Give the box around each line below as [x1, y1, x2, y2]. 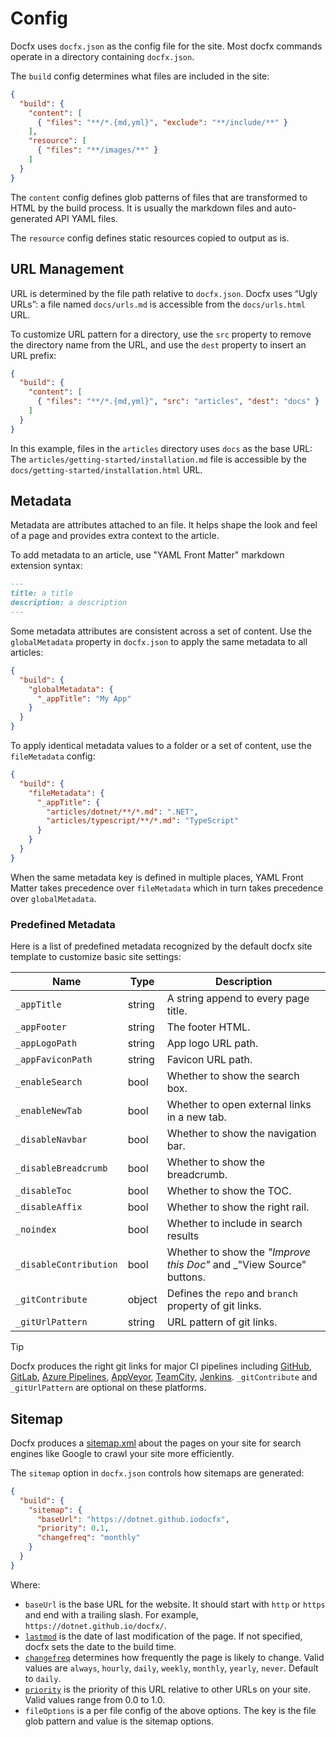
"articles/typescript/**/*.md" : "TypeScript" [46, 816, 240, 826]
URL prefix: [10, 349, 57, 361]
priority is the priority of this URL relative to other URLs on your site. [24, 1683, 311, 1695]
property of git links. [166, 1299, 262, 1313]
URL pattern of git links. [166, 1315, 278, 1329]
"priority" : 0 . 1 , [36, 1523, 110, 1534]
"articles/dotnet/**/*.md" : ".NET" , [46, 807, 199, 817]
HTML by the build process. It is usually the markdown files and [10, 202, 273, 214]
